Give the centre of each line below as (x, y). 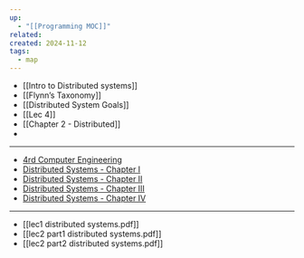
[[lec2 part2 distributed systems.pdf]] (93, 244)
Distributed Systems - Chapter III (83, 188)
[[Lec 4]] (39, 115)
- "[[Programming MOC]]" (64, 26)
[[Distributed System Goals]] (76, 105)
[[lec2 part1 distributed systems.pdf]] (92, 234)
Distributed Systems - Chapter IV (84, 198)
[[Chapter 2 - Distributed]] (71, 124)
